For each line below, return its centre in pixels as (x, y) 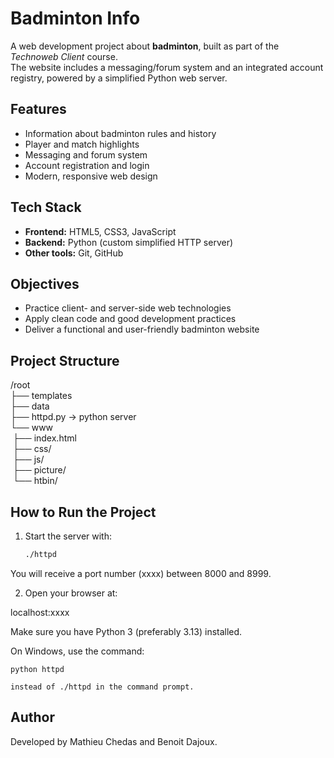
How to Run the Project (83, 512)
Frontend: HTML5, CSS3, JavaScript (100, 231)
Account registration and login (87, 165)
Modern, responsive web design (91, 176)
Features (38, 109)
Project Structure (65, 360)
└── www (32, 428)
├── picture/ (39, 470)
